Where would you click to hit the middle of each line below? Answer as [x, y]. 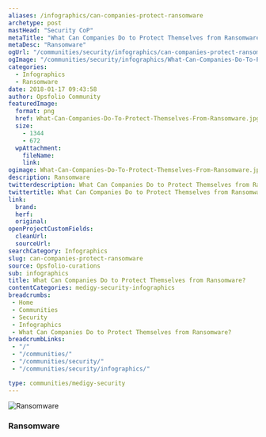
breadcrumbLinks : [37, 340]
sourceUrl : [33, 244]
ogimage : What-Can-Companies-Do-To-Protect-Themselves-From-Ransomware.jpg [136, 170]
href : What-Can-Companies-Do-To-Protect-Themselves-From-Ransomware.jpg [138, 119]
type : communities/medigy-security [67, 383]
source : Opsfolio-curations [55, 266]
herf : [25, 215]
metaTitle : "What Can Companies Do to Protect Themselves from [115, 38]
